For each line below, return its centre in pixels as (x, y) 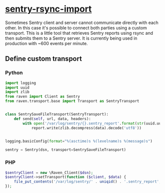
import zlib (17, 92)
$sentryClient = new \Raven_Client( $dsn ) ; (49, 172)
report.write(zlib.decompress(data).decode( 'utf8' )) (86, 128)
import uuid (17, 87)
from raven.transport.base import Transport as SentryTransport (72, 101)
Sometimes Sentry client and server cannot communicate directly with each (82, 23)
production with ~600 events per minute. (47, 43)
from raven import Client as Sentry (42, 96)
